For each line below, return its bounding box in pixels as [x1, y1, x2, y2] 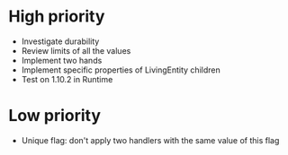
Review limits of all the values [21, 45, 131, 56]
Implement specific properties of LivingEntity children [21, 65, 221, 75]
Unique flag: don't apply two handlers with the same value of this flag [21, 134, 280, 145]
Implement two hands [21, 55, 103, 65]
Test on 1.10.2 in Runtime [21, 73, 113, 84]
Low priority [8, 106, 101, 126]
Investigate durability [21, 36, 100, 47]
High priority [8, 6, 105, 27]
